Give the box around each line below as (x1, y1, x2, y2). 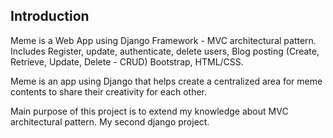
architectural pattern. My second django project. (10, 115, 210, 128)
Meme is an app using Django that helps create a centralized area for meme (10, 75, 323, 87)
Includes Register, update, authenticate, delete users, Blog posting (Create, (10, 45, 320, 57)
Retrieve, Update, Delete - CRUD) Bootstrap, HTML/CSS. (10, 55, 244, 68)
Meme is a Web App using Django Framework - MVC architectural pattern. (10, 34, 317, 46)
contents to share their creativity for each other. (10, 85, 208, 98)
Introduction (10, 8, 90, 25)
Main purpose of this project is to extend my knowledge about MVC (10, 105, 289, 117)
